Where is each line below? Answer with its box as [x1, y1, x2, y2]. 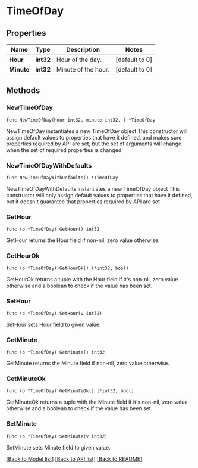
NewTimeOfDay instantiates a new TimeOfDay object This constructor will [6, 127, 188, 135]
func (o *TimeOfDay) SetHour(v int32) [6, 310, 102, 317]
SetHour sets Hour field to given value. [6, 321, 101, 328]
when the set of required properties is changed [6, 146, 122, 153]
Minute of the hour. [56, 66, 110, 73]
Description [66, 46, 100, 54]
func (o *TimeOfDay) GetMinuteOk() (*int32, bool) [6, 388, 134, 394]
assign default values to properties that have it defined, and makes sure [6, 134, 182, 141]
